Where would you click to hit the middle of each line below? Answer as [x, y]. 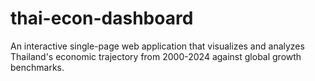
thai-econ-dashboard [102, 18]
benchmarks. [37, 67]
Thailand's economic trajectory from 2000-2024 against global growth [156, 56]
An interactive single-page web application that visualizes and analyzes [157, 46]
